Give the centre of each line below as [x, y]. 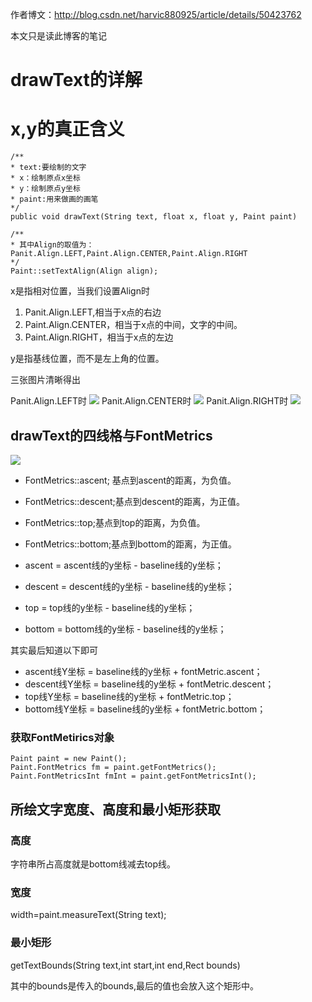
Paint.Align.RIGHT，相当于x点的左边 [99, 337]
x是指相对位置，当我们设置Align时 [80, 291]
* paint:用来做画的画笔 [54, 199]
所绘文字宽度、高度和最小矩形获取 [115, 809]
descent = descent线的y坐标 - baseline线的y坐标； [129, 586]
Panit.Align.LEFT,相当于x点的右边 [93, 312]
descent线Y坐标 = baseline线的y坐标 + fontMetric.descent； [149, 684]
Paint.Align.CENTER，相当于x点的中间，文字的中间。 [133, 325]
